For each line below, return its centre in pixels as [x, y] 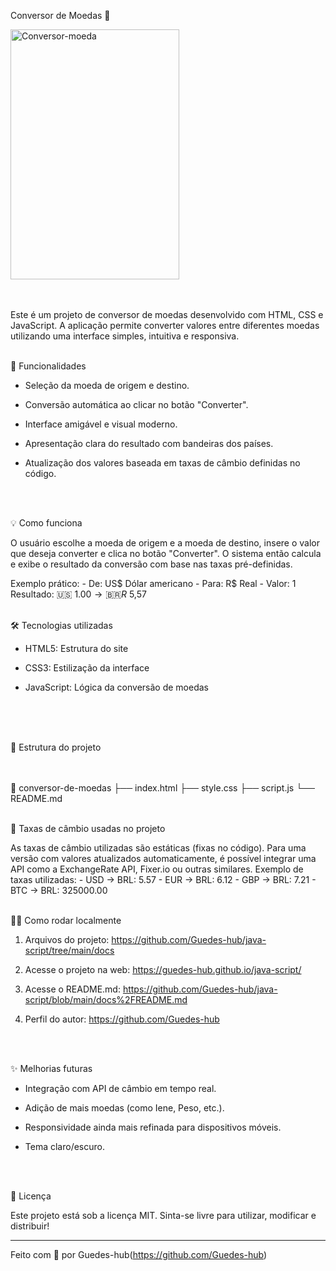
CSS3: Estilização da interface [87, 668]
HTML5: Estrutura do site [76, 648]
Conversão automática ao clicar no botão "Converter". [136, 404]
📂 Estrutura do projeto [56, 747]
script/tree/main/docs [69, 950]
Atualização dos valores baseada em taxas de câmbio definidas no [162, 463]
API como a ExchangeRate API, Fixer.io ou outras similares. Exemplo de [157, 869]
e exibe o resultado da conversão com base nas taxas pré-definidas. [151, 564]
